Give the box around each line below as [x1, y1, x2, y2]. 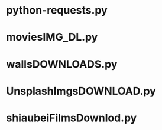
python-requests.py [6, 4, 108, 17]
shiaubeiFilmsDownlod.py [6, 111, 137, 124]
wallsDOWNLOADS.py [6, 57, 118, 71]
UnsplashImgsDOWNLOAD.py [6, 84, 157, 98]
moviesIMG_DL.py [6, 31, 98, 44]
